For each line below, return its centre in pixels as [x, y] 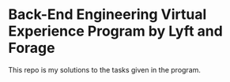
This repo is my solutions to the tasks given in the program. [105, 69]
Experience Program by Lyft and [115, 31]
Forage [32, 48]
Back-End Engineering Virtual [107, 15]
